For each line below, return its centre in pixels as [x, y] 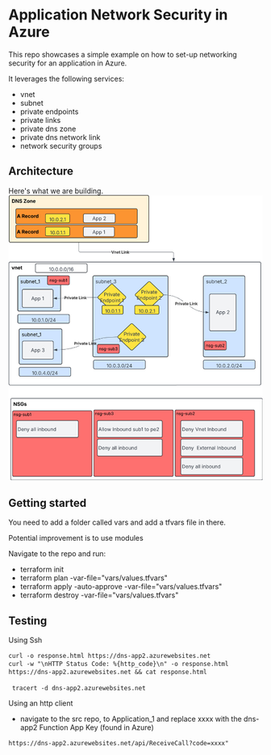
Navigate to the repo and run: [57, 554]
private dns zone [48, 129]
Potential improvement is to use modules [76, 538]
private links [40, 120]
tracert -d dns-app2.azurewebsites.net [79, 689]
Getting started [48, 503]
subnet [32, 103]
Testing [28, 620]
